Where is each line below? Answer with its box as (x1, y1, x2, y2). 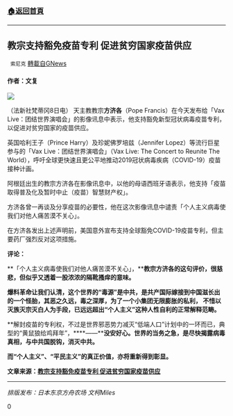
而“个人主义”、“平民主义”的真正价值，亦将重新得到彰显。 (7, 353, 173, 361)
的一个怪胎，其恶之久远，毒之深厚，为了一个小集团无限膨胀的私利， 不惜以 (7, 297, 222, 305)
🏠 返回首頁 (7, 6, 44, 15)
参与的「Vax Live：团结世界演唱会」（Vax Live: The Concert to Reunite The (7, 147, 221, 156)
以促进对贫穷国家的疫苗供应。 (7, 124, 92, 132)
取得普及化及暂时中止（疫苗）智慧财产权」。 (7, 188, 132, 196)
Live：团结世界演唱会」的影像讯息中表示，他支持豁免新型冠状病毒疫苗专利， (7, 115, 226, 123)
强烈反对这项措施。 (25, 235, 80, 243)
